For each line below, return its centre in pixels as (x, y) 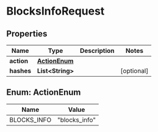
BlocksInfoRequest (56, 11)
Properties (27, 34)
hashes (20, 71)
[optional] (135, 71)
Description (97, 51)
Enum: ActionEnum (44, 92)
